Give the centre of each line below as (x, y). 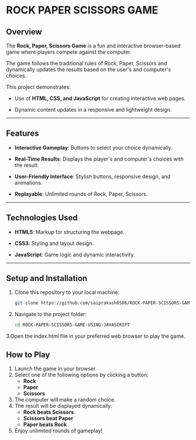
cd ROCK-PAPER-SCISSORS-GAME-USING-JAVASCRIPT (72, 325)
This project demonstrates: (38, 87)
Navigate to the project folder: (50, 314)
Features (22, 134)
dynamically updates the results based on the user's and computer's (88, 70)
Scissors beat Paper (48, 418)
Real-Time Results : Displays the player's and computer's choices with (99, 159)
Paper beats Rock (45, 425)
